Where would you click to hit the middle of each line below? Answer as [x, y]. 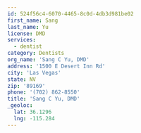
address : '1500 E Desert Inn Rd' [56, 66]
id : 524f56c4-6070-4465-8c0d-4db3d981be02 [70, 14]
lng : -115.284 [34, 118]
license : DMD [26, 33]
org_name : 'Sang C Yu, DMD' [49, 60]
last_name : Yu [28, 27]
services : [22, 40]
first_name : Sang [33, 20]
